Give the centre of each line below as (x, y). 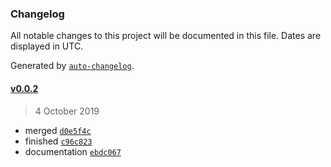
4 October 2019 (67, 111)
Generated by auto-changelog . (72, 66)
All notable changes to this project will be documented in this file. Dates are (166, 36)
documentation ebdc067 (73, 151)
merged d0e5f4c (58, 130)
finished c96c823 (58, 141)
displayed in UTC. (47, 46)
